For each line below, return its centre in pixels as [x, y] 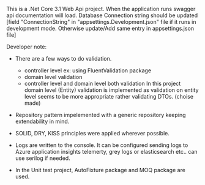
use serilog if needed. [43, 158]
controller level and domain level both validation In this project [102, 83]
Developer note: [27, 47]
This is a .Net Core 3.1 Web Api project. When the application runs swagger [101, 9]
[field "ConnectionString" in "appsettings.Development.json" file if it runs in [102, 22]
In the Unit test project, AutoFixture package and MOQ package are [100, 170]
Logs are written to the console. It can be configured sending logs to [102, 145]
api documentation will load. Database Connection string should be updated [102, 15]
